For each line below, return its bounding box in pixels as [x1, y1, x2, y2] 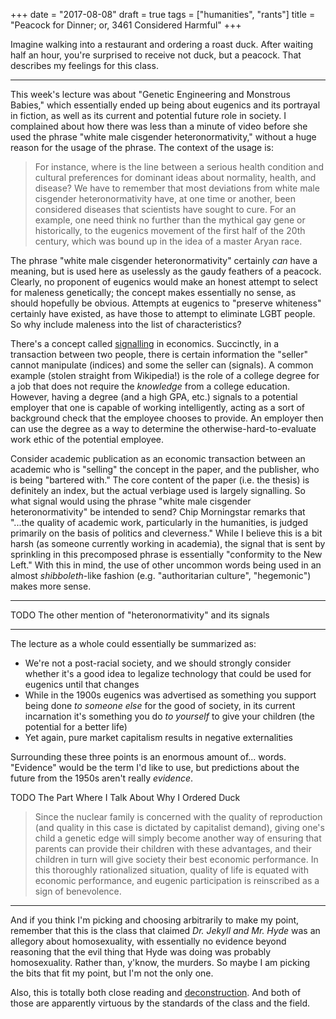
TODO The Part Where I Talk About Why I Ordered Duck [10, 792, 241, 803]
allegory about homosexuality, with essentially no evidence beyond [10, 935, 287, 947]
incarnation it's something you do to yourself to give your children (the [24, 710, 315, 722]
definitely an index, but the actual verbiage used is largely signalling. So [10, 485, 306, 496]
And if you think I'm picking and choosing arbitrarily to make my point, [10, 914, 300, 926]
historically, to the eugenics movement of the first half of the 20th [34, 225, 306, 236]
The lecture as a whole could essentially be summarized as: [10, 638, 257, 649]
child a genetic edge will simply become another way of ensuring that [34, 832, 322, 844]
